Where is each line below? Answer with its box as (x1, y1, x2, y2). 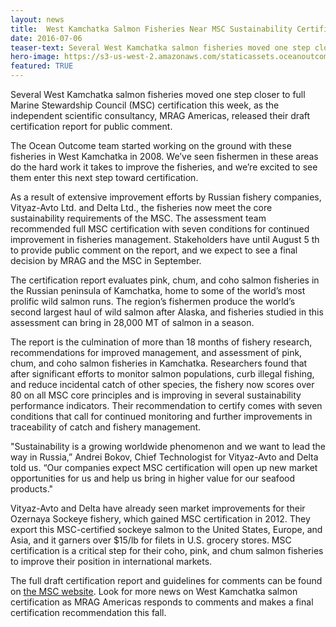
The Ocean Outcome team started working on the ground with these (10, 140, 292, 151)
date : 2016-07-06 (10, 33, 83, 43)
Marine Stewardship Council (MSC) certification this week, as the (10, 99, 280, 111)
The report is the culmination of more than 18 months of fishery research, (10, 336, 313, 348)
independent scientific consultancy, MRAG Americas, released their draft (10, 110, 311, 121)
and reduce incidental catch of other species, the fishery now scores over (10, 379, 315, 390)
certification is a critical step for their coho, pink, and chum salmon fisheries (10, 545, 324, 556)
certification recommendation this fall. (10, 607, 167, 618)
